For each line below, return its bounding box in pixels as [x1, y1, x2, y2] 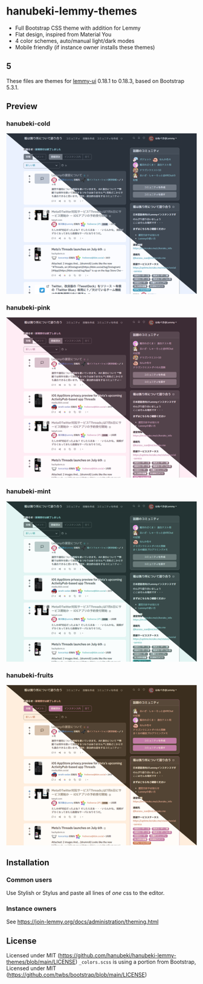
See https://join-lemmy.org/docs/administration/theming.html [6, 918, 159, 925]
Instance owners [6, 905, 57, 913]
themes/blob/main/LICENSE [6, 959, 76, 966]
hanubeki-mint [6, 487, 51, 496]
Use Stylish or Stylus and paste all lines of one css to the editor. [6, 889, 165, 897]
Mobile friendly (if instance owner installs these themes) [14, 44, 155, 51]
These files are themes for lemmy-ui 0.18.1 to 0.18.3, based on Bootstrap [6, 77, 185, 84]
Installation [6, 857, 50, 868]
